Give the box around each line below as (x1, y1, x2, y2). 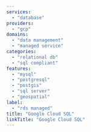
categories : (6, 49, 36, 55)
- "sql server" (12, 88, 50, 94)
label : (6, 99, 23, 105)
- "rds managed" (12, 105, 53, 111)
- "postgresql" (12, 77, 50, 83)
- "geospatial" (12, 94, 50, 100)
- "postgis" (12, 83, 42, 89)
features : (6, 65, 32, 72)
